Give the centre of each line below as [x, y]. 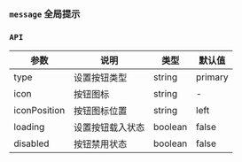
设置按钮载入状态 [109, 127]
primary [212, 77]
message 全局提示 [45, 13]
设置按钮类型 [101, 78]
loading [29, 127]
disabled [31, 143]
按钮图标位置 [101, 111]
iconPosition [39, 111]
